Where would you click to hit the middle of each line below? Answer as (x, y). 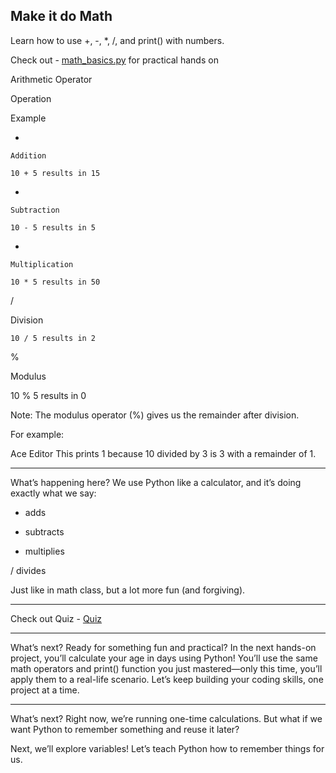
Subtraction (35, 210)
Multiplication (42, 264)
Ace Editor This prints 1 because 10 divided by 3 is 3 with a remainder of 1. (163, 453)
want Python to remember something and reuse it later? (125, 729)
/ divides (28, 570)
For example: (37, 434)
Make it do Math (61, 16)
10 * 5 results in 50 (55, 282)
